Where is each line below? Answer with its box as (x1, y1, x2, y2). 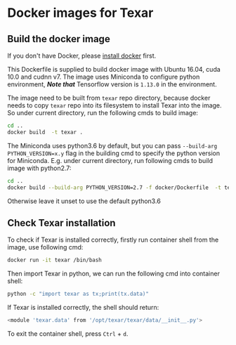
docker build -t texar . (7, 129, 83, 136)
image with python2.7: (7, 164, 72, 172)
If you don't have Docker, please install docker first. (7, 51, 157, 60)
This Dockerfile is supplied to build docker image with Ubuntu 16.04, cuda (7, 65, 221, 73)
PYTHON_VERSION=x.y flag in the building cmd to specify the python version (7, 149, 221, 157)
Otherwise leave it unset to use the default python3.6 (7, 197, 162, 205)
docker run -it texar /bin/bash (7, 256, 102, 264)
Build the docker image (7, 33, 110, 45)
